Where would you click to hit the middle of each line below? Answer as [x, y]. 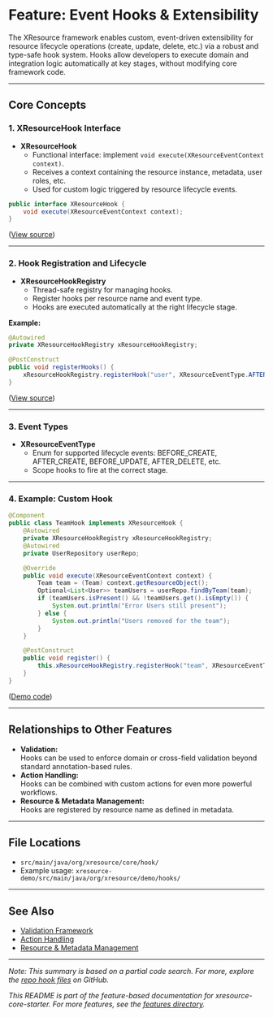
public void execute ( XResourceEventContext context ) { [118, 576]
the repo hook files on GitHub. [59, 980]
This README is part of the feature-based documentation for [111, 996]
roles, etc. [49, 180]
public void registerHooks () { [61, 367]
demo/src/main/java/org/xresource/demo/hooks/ [100, 879]
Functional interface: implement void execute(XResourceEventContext [148, 154]
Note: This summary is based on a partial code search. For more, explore [131, 972]
